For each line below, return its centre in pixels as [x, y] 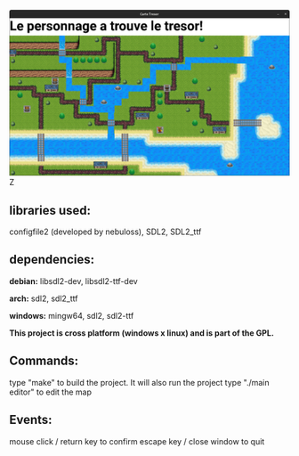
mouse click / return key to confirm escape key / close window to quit [137, 441]
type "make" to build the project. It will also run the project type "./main [139, 382]
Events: [31, 420]
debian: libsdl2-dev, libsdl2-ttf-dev [73, 281]
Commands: [44, 361]
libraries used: [50, 210]
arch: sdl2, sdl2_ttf [44, 298]
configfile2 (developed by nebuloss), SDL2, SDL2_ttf [105, 232]
